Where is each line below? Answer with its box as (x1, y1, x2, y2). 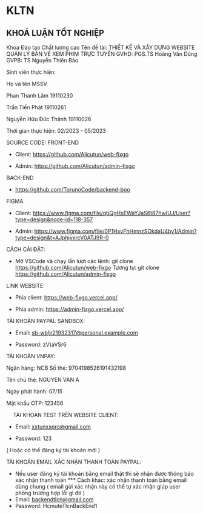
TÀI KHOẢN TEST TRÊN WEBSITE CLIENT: (13, 412, 119, 418)
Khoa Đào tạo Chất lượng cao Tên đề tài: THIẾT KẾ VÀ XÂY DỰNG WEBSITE (6, 44, 195, 51)
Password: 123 (15, 435, 52, 442)
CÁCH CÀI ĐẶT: (6, 246, 45, 253)
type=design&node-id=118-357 (15, 216, 93, 223)
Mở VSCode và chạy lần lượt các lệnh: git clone (15, 258, 133, 264)
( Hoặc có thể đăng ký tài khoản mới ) (6, 447, 101, 453)
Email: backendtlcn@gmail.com (15, 496, 94, 503)
